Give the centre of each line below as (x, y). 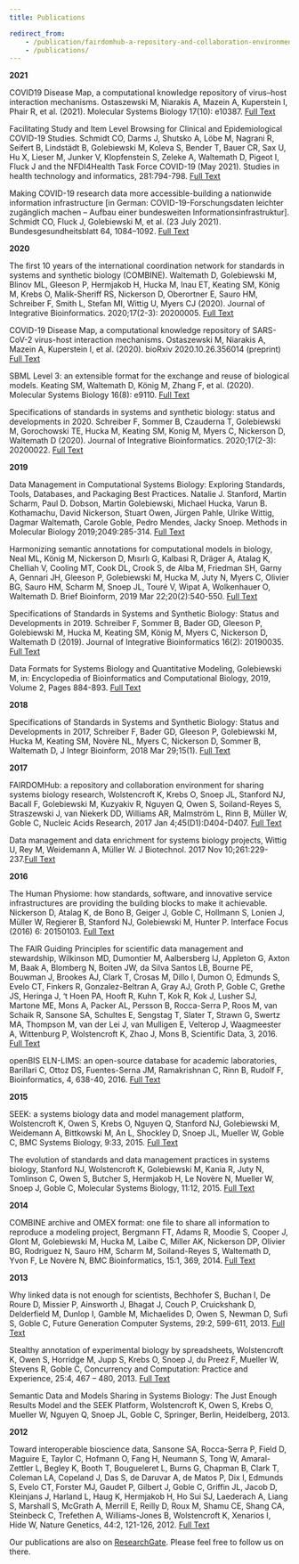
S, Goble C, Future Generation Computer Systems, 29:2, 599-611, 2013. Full (147, 1324)
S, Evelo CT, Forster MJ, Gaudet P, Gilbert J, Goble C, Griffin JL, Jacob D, (143, 1487)
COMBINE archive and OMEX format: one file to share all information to (139, 1223)
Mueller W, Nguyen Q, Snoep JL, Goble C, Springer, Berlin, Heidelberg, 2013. (149, 1415)
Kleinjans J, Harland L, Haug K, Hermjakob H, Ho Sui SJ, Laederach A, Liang (149, 1496)
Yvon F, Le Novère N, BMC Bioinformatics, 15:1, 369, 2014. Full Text (133, 1260)
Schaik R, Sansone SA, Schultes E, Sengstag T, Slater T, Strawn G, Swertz (145, 1015)
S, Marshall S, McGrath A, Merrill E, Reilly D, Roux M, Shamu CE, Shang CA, (147, 1506)
